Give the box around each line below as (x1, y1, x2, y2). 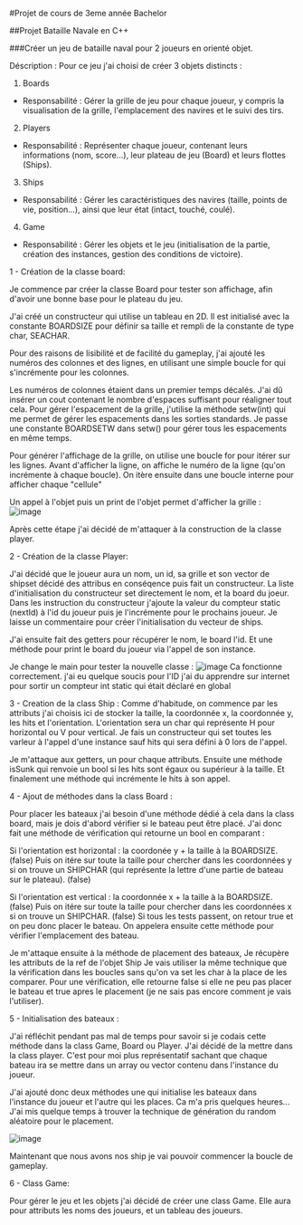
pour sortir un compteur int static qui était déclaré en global (9, 681, 232, 691)
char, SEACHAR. (9, 330, 71, 340)
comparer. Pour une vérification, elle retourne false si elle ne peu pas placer (9, 977, 292, 987)
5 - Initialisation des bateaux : (9, 1013, 119, 1024)
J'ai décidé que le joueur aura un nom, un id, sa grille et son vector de (9, 569, 270, 579)
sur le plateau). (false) (9, 874, 91, 885)
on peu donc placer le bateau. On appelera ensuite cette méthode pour (9, 921, 274, 931)
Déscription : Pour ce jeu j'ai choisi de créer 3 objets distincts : (9, 61, 242, 71)
